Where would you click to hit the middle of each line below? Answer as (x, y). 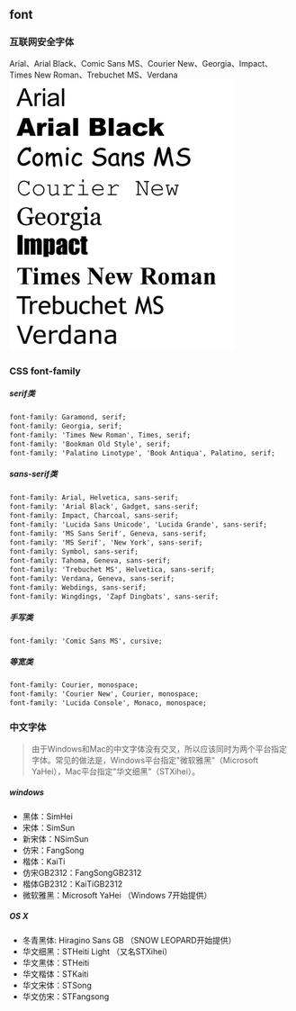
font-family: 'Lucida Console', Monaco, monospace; (108, 703)
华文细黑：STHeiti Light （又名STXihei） (97, 951)
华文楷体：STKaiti (55, 974)
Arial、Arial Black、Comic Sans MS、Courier (92, 63)
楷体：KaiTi (44, 861)
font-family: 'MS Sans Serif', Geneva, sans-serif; (108, 533)
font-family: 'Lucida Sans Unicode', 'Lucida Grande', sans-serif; (139, 524)
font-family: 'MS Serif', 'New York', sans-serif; (106, 542)
